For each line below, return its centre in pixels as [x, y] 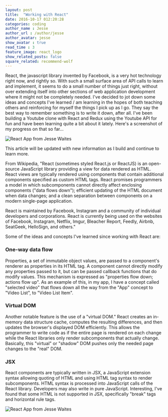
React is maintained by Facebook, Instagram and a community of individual [83, 211]
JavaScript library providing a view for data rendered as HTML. [86, 169]
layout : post [19, 10]
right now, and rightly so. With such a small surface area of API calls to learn [84, 81]
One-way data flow [29, 249]
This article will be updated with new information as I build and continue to [82, 148]
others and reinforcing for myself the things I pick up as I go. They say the [82, 108]
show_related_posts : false [33, 57]
